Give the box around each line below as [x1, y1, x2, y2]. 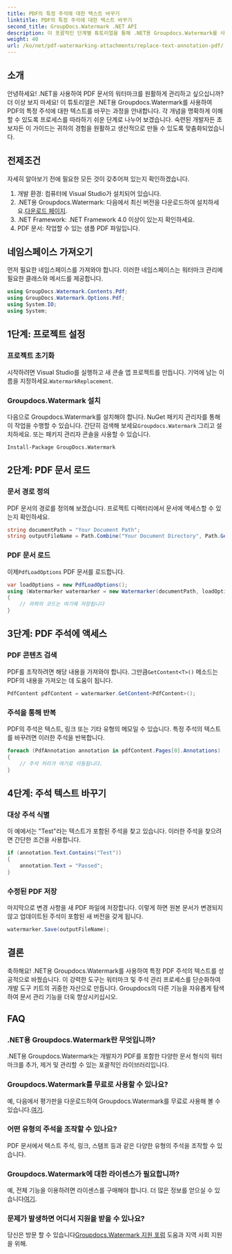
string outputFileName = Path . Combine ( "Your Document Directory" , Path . [7, 532, 221, 540]
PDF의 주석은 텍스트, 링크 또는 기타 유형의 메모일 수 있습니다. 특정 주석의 [7, 724, 203, 733]
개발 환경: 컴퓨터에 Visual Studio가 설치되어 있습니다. [17, 189, 162, 197]
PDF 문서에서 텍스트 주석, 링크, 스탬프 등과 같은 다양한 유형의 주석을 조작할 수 [7, 1141, 215, 1149]
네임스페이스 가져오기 [7, 247, 93, 258]
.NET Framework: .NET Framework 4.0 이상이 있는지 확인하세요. [17, 215, 195, 224]
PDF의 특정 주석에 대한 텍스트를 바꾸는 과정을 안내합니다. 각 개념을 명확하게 [7, 107, 211, 115]
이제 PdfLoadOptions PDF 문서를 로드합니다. [7, 567, 126, 575]
